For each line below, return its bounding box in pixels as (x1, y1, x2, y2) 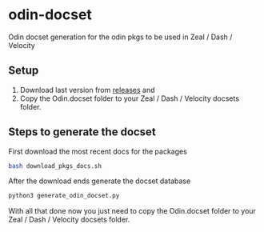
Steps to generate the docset (8, 126, 156, 139)
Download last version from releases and (19, 85, 155, 94)
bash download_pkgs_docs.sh (8, 162, 102, 170)
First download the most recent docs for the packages (8, 146, 188, 156)
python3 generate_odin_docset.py (8, 192, 120, 200)
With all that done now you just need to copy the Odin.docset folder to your (8, 206, 256, 216)
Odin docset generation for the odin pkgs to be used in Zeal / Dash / (8, 32, 233, 42)
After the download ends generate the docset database (8, 176, 191, 186)
